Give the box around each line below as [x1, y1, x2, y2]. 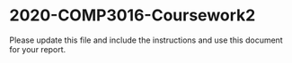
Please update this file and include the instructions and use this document [9, 35, 283, 45]
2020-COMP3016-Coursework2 [9, 5, 256, 26]
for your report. [9, 43, 66, 54]
